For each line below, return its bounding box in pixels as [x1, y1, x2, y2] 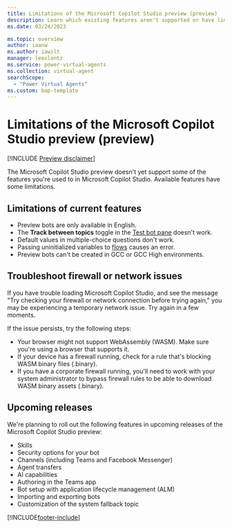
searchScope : [7, 74, 45, 81]
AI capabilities [17, 470, 57, 478]
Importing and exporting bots [17, 492, 101, 500]
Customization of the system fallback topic [17, 500, 139, 508]
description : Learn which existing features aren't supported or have [7, 17, 215, 24]
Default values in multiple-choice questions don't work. [17, 236, 175, 244]
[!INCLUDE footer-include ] [7, 513, 81, 521]
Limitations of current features [7, 202, 142, 215]
